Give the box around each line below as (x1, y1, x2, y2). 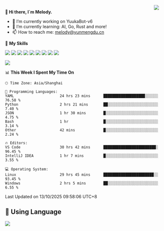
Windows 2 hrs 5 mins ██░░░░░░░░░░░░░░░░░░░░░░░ (5, 181, 159, 186)
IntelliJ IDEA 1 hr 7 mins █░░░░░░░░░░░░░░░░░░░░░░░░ (5, 153, 159, 158)
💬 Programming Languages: (5, 89, 58, 94)
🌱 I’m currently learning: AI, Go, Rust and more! (12, 24, 107, 29)
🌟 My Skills (5, 41, 28, 46)
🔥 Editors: (5, 141, 28, 146)
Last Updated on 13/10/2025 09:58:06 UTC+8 (5, 194, 98, 199)
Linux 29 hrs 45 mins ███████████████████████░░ (5, 172, 159, 177)
